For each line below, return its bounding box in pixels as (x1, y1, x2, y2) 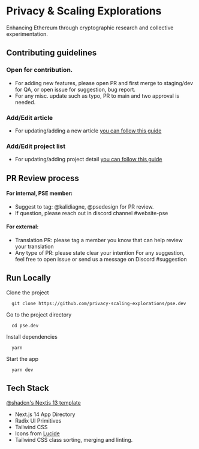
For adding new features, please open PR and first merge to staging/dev (14, 79, 194, 86)
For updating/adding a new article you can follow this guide (14, 127, 162, 134)
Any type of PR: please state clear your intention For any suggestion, (14, 249, 185, 257)
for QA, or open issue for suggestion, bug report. (14, 86, 136, 93)
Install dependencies (6, 333, 58, 340)
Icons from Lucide (14, 430, 60, 437)
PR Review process (6, 173, 79, 183)
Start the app (6, 355, 39, 362)
